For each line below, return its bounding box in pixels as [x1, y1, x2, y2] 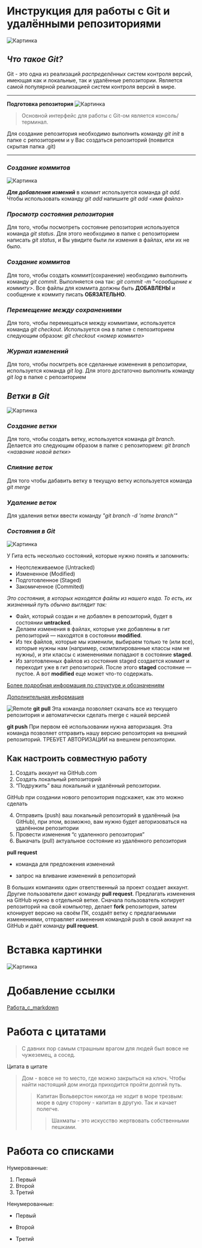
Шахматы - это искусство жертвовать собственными [51, 1116, 189, 1124]
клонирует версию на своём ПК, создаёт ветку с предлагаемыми [7, 909, 176, 917]
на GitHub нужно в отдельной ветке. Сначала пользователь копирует [7, 896, 185, 904]
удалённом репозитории [15, 824, 79, 832]
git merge [7, 483, 31, 490]
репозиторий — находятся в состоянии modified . [15, 632, 143, 639]
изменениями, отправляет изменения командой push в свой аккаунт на [7, 916, 192, 923]
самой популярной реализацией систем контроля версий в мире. [7, 83, 176, 90]
